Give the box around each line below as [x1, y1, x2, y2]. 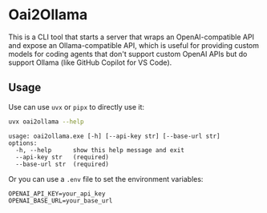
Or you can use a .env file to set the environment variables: [8, 174, 204, 183]
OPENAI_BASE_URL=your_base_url [8, 196, 113, 205]
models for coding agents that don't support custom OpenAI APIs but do [8, 49, 248, 58]
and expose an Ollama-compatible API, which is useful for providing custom [8, 40, 259, 50]
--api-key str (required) [15, 153, 110, 161]
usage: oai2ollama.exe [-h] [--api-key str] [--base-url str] [8, 132, 220, 140]
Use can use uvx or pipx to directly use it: [8, 102, 145, 111]
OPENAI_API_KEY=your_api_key [8, 190, 106, 198]
